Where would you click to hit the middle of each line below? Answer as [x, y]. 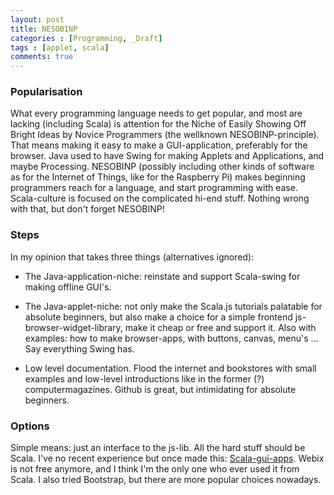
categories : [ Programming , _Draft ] [86, 38]
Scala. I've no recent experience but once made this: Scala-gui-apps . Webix [167, 458]
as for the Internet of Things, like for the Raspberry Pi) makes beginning [158, 177]
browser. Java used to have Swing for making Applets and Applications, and [167, 156]
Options [30, 426]
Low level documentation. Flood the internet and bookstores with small [170, 368]
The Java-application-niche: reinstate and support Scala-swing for [162, 276]
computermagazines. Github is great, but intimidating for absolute [160, 389]
